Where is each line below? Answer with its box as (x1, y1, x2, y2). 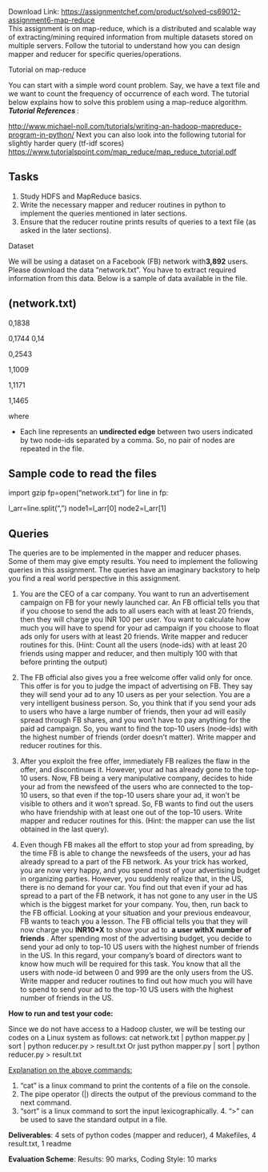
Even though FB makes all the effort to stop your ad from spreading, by (19, 840, 254, 850)
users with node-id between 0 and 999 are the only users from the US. (19, 968, 254, 977)
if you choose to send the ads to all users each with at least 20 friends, (19, 606, 254, 616)
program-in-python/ (8, 130, 74, 139)
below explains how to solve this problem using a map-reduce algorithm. (8, 98, 248, 107)
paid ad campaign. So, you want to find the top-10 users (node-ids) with (19, 724, 258, 734)
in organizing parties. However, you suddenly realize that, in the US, (19, 874, 244, 884)
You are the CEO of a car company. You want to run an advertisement (19, 589, 250, 599)
